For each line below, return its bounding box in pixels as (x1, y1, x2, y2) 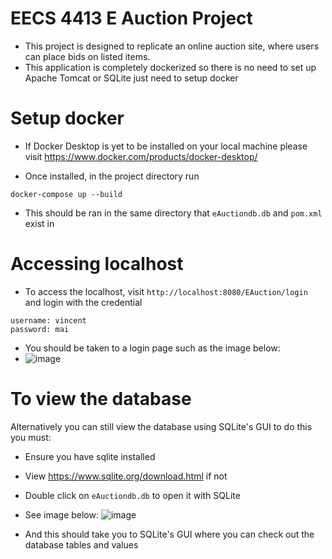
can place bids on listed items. (24, 50, 151, 62)
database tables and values (24, 538, 139, 551)
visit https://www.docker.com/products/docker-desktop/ (24, 150, 258, 162)
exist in (24, 217, 55, 229)
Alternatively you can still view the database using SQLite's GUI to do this (10, 420, 313, 432)
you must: (10, 431, 52, 443)
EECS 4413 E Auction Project (10, 7, 253, 30)
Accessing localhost (10, 253, 184, 276)
